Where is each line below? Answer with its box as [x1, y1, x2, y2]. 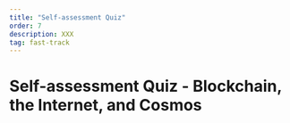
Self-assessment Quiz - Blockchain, [9, 77, 282, 96]
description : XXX [9, 29, 74, 38]
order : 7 [9, 21, 42, 30]
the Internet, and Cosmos [9, 95, 203, 116]
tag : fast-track [9, 37, 70, 47]
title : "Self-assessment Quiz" [9, 12, 126, 22]
